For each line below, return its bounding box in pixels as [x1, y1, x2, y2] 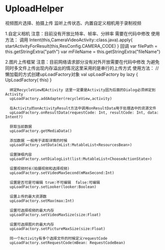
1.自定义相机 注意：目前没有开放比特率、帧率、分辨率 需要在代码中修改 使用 [5, 30, 160, 36]
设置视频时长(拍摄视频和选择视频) [9, 166, 70, 171]
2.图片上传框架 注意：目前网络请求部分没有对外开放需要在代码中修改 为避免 [5, 59, 160, 65]
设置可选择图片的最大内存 [9, 222, 55, 227]
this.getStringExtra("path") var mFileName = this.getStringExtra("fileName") [5, 48, 161, 55]
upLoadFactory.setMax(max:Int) [9, 198, 75, 203]
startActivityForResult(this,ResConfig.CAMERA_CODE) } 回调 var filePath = [5, 43, 158, 49]
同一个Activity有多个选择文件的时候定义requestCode [9, 236, 108, 241]
